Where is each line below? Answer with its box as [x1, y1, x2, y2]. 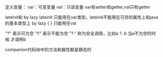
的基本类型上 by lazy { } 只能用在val [5, 21, 76, 26]
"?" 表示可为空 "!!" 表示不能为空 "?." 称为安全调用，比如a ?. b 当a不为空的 [5, 31, 152, 36]
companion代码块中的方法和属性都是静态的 [5, 47, 91, 52]
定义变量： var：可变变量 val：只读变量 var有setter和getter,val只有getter [5, 4, 151, 10]
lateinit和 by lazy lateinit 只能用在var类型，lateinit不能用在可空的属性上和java [5, 14, 158, 20]
